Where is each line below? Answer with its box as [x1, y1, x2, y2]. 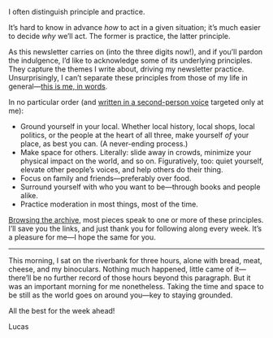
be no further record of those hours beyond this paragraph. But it [32, 273, 251, 283]
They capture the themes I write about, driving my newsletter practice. [8, 64, 245, 74]
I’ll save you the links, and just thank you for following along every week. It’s [8, 223, 262, 233]
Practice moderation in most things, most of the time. [19, 199, 199, 209]
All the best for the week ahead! [8, 306, 115, 315]
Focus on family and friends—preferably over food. [19, 174, 192, 183]
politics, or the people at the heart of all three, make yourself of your [19, 130, 249, 140]
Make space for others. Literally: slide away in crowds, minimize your [19, 148, 252, 157]
